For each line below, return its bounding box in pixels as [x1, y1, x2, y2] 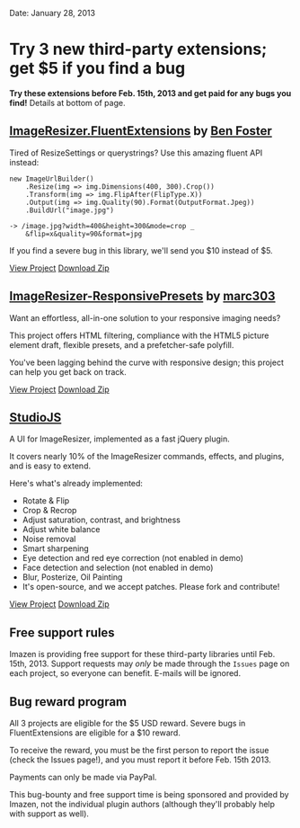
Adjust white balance [22, 524, 101, 535]
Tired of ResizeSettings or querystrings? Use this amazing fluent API [9, 147, 263, 158]
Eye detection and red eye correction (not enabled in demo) [22, 553, 244, 564]
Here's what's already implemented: [9, 478, 144, 489]
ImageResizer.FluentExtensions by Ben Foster [9, 123, 272, 138]
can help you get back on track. [9, 366, 128, 377]
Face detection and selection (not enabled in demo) [22, 562, 214, 574]
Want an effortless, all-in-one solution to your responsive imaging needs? [9, 312, 281, 323]
